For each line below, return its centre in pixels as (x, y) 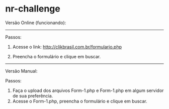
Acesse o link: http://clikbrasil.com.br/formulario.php (67, 47)
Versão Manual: (21, 71)
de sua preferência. (33, 95)
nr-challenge (33, 9)
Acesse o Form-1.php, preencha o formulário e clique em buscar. (80, 101)
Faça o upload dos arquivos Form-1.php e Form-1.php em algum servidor (88, 90)
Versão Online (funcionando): (36, 23)
